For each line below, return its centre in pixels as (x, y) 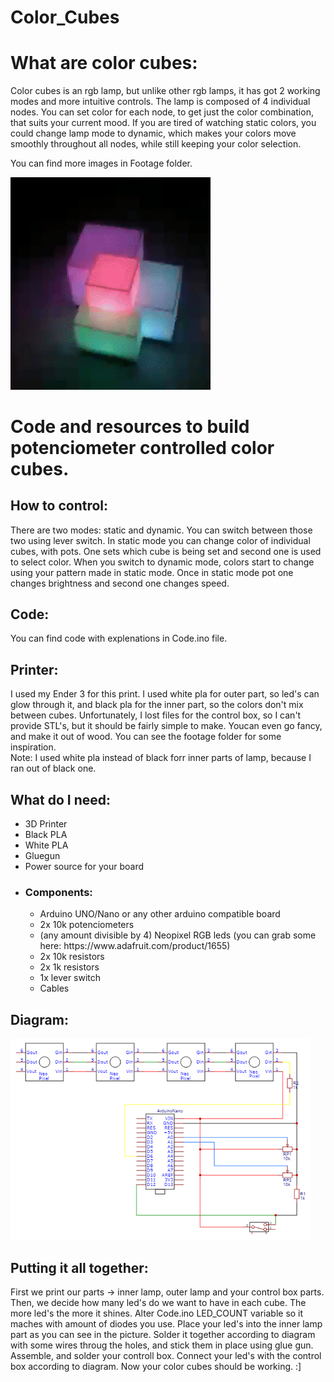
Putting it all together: (79, 1267)
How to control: (59, 506)
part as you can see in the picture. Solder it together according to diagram (163, 1335)
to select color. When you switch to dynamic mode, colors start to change (162, 562)
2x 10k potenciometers (87, 925)
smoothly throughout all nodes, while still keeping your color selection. (156, 144)
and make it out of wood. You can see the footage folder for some (146, 737)
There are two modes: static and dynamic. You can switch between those (161, 530)
